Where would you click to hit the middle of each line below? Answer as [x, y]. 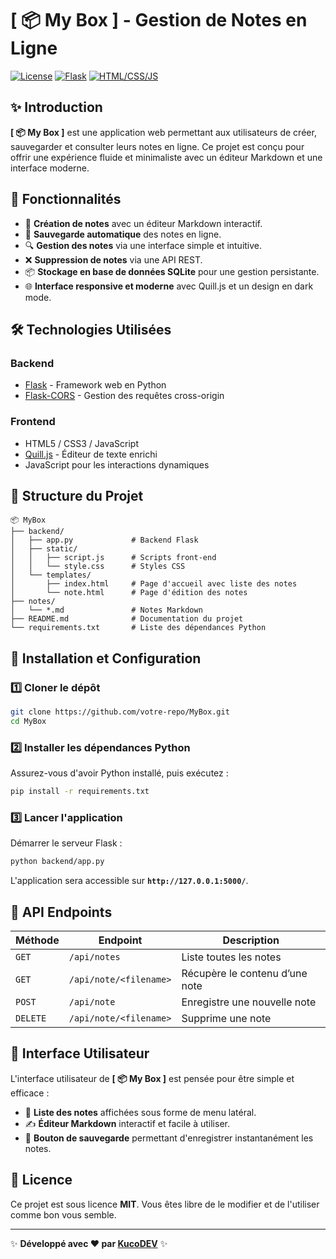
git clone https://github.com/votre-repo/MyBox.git [120, 712]
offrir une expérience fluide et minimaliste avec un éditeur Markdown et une [166, 157]
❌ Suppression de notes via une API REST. [113, 259]
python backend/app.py [57, 862]
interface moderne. [50, 168]
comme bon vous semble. [63, 1214]
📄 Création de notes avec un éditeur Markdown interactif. [143, 223]
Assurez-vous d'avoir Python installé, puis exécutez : [119, 773]
